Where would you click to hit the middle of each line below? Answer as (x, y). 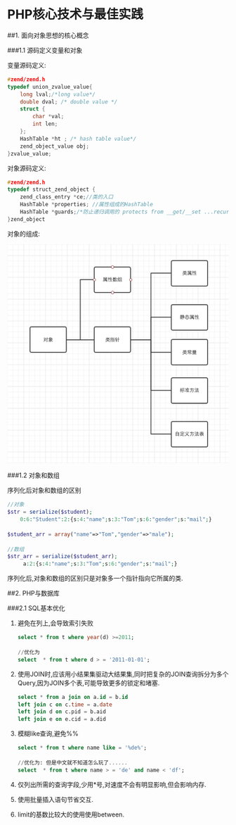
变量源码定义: (27, 65)
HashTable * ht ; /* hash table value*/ (78, 139)
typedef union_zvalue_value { (50, 87)
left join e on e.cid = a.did (62, 719)
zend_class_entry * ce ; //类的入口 (67, 197)
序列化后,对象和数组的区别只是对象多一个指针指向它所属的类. (96, 579)
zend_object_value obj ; (55, 146)
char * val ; (48, 117)
